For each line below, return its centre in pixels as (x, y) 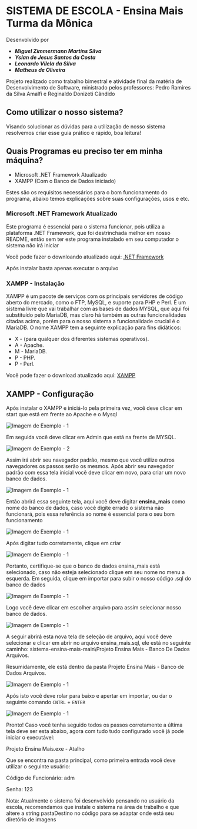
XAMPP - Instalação (35, 283)
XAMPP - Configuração (50, 394)
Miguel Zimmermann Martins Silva (58, 51)
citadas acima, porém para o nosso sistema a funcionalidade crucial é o (93, 321)
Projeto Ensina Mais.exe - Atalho (46, 748)
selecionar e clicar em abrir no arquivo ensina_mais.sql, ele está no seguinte (98, 642)
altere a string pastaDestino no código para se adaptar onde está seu (90, 813)
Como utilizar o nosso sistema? (65, 112)
